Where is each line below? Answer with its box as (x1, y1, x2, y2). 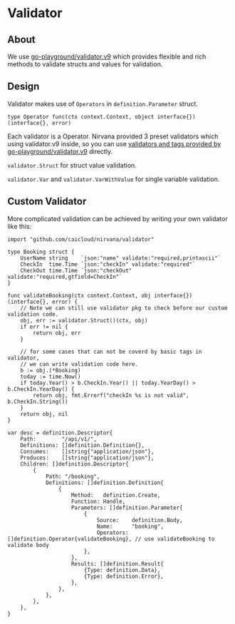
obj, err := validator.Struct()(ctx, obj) (20, 317, 148, 324)
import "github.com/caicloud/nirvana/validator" (7, 235, 155, 243)
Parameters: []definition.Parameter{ (70, 504, 183, 511)
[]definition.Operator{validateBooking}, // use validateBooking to (7, 535, 215, 543)
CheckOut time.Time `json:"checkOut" (20, 267, 132, 274)
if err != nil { (20, 323, 69, 330)
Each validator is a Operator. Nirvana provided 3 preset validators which (7, 132, 219, 140)
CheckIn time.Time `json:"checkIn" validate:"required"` (20, 260, 196, 268)
